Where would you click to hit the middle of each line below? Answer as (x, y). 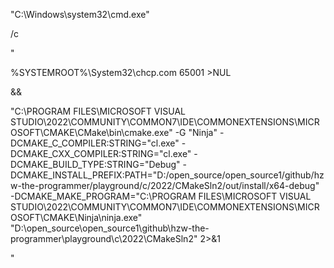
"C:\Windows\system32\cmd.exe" (80, 14)
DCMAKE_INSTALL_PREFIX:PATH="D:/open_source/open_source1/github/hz (167, 175)
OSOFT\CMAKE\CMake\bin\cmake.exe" (91, 132)
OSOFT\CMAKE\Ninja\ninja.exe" (76, 217)
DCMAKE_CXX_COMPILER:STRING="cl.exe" (101, 153)
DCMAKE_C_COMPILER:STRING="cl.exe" (95, 143)
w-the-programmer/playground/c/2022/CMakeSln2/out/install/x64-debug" (165, 185)
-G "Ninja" (196, 132)
